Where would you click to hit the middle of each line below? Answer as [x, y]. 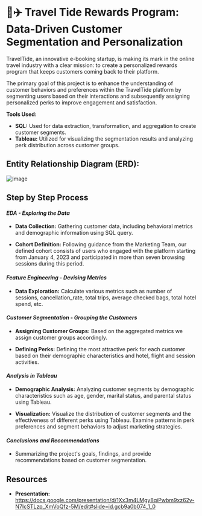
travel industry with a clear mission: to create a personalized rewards [92, 65]
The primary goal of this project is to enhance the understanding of [90, 83]
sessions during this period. [49, 264]
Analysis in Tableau [32, 376]
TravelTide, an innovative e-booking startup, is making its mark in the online [100, 59]
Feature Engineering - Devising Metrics [57, 277]
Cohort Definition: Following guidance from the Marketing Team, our [101, 244]
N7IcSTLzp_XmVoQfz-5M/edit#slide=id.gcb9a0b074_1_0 [85, 506]
